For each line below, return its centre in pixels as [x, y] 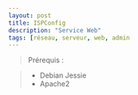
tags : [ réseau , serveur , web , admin [69, 38]
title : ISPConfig [37, 23]
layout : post [30, 15]
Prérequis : [45, 60]
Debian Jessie [63, 75]
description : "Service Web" [55, 30]
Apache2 [55, 84]
